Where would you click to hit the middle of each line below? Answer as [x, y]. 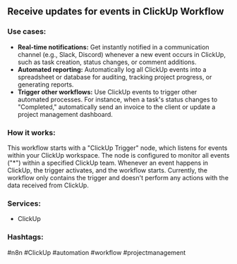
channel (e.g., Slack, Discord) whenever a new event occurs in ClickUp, [121, 54]
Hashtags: [25, 237]
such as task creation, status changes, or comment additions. [107, 62]
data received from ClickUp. [48, 185]
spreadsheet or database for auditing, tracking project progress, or [115, 77]
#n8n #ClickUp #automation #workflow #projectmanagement [97, 252]
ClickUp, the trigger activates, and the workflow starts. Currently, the [108, 170]
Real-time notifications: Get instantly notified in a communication [113, 47]
